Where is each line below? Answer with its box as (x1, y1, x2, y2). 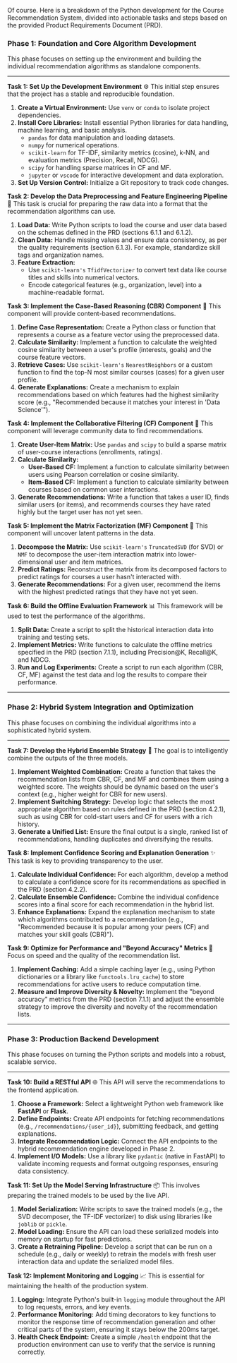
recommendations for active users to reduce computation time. (17, 980, 202, 988)
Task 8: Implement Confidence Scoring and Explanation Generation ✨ (7, 848, 217, 856)
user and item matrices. (54, 557, 123, 567)
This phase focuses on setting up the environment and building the (7, 54, 202, 63)
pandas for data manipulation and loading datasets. (28, 133, 175, 142)
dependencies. (17, 111, 61, 119)
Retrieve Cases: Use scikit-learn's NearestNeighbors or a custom (17, 361, 213, 369)
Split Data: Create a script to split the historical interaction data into (17, 626, 214, 634)
